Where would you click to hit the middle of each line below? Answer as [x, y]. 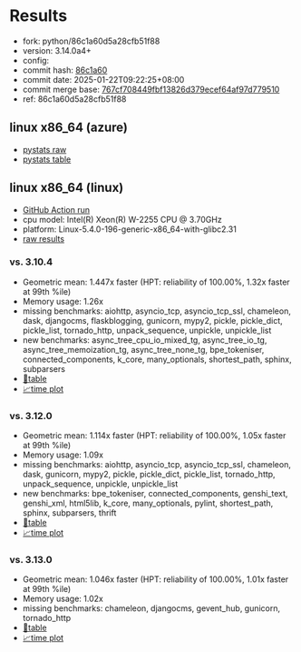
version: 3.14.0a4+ [57, 50]
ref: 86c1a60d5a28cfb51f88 [74, 99]
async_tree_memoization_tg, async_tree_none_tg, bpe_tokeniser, [143, 349]
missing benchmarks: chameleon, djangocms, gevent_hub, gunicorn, [151, 608]
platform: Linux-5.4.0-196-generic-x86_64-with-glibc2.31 [130, 229]
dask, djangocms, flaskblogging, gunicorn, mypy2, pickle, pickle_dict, [152, 320]
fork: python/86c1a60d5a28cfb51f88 [91, 41]
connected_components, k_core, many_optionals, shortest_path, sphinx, [157, 359]
